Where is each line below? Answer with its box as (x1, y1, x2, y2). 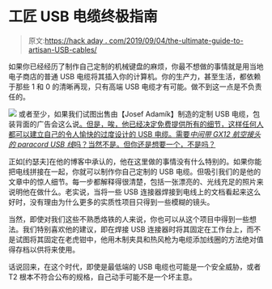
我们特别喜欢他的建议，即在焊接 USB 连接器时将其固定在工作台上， (22, 224, 247, 234)
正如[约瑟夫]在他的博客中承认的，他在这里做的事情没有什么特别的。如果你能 (8, 156, 262, 166)
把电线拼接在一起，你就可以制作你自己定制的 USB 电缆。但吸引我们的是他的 (8, 167, 261, 176)
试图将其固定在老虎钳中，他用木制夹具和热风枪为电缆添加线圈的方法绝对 (15, 234, 257, 244)
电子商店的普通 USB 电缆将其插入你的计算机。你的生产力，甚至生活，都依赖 (8, 71, 261, 81)
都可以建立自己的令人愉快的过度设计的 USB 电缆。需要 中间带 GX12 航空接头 (8, 129, 261, 138)
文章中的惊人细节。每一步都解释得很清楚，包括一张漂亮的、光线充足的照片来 (8, 176, 264, 186)
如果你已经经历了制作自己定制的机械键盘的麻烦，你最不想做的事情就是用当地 (8, 62, 264, 71)
